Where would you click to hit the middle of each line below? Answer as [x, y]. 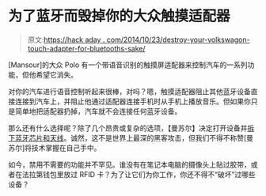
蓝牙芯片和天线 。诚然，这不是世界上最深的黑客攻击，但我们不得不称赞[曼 [134, 138]
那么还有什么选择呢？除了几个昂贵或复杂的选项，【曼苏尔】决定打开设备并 [128, 128]
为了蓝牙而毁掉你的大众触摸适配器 [120, 16]
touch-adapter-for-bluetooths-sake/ [86, 48]
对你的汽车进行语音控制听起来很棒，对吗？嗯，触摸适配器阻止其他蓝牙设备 [129, 91]
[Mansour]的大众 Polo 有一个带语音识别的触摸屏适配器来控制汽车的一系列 [128, 65]
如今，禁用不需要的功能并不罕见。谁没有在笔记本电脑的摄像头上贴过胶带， [129, 164]
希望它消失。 [56, 74]
